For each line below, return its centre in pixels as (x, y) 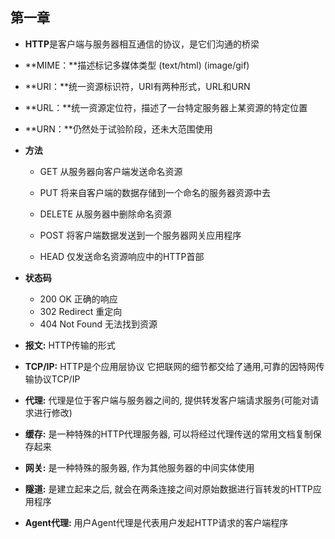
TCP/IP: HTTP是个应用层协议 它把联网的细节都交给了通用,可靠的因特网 (170, 366)
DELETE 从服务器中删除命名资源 (105, 214)
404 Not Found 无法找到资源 (98, 324)
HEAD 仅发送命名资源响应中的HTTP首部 (122, 256)
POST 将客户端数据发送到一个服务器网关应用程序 (140, 235)
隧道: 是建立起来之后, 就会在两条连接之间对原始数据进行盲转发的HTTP (168, 489)
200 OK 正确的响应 (78, 299)
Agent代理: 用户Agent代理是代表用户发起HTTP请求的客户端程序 (156, 522)
